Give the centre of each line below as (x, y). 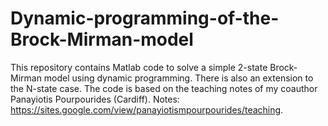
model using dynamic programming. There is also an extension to (178, 78)
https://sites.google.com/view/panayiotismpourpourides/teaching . (147, 109)
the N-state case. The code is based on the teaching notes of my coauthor (164, 88)
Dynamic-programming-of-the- (145, 18)
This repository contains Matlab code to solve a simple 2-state (139, 67)
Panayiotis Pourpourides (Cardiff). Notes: (95, 99)
